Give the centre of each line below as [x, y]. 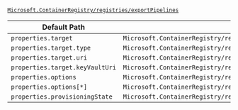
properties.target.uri [49, 58]
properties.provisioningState [62, 97]
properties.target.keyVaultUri [64, 67]
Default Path [63, 27]
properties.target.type [51, 48]
